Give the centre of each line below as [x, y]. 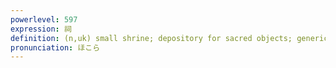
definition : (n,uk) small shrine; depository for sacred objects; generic [169, 38]
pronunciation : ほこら [55, 47]
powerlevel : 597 [44, 19]
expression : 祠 [41, 29]
